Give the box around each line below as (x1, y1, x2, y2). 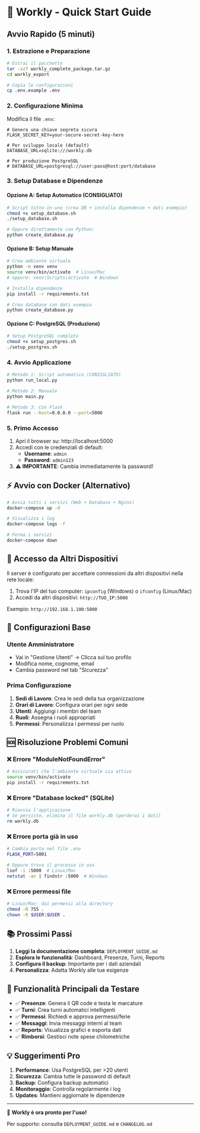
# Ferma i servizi (7, 532, 52, 538)
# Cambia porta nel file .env (7, 846, 82, 852)
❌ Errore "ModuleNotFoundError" (7, 755, 106, 763)
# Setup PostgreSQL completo (7, 333, 79, 339)
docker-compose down (7, 537, 58, 543)
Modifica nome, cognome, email (15, 660, 94, 668)
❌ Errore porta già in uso (7, 832, 79, 841)
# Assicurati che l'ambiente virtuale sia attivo (7, 769, 132, 775)
